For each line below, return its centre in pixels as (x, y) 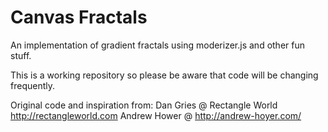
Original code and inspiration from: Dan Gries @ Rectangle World (144, 105)
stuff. (21, 55)
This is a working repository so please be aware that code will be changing (164, 75)
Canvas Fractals (79, 17)
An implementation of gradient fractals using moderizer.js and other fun (157, 45)
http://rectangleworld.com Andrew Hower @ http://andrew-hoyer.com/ (156, 115)
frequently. (32, 85)
